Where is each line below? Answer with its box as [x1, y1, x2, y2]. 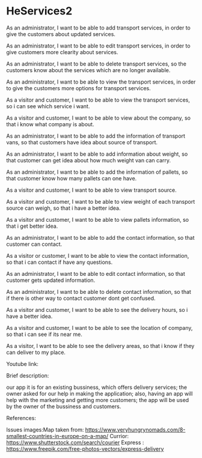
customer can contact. [6, 240, 63, 248]
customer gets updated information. [6, 276, 96, 284]
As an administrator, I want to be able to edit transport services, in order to [6, 42, 191, 49]
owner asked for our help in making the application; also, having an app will [6, 389, 193, 397]
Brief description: [6, 371, 49, 379]
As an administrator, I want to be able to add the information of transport [6, 132, 185, 139]
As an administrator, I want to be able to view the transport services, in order [6, 78, 196, 85]
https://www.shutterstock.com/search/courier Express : [6, 439, 144, 446]
